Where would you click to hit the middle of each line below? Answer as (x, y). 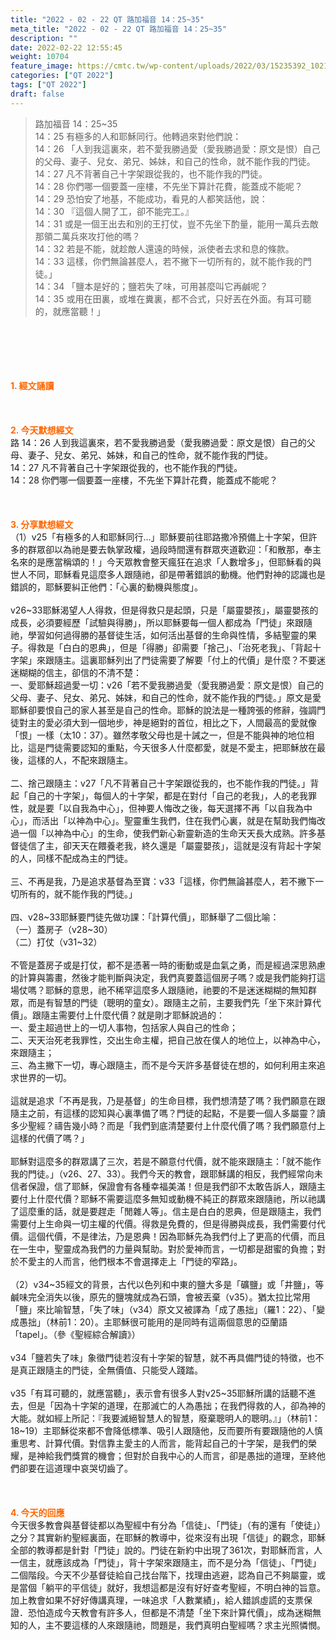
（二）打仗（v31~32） (56, 942)
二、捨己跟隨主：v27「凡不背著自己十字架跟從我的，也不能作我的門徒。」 (160, 783)
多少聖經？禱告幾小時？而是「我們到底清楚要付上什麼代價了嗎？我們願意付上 (168, 1125)
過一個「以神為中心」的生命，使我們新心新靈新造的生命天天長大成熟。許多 (163, 833)
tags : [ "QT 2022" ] (48, 85)
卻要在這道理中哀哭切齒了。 (75, 1468)
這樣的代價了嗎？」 (50, 1138)
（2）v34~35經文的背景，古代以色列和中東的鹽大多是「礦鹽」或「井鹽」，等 (167, 1284)
